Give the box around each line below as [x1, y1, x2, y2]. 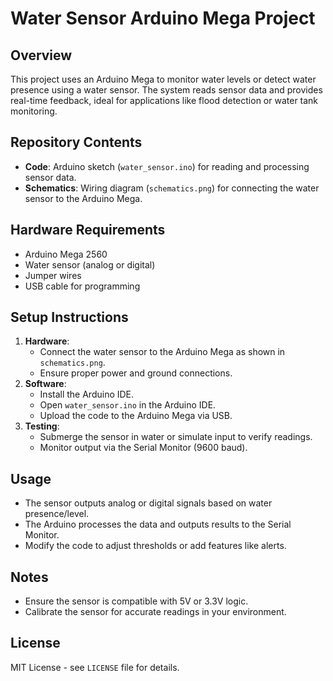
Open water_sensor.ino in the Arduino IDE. [39, 399, 217, 411]
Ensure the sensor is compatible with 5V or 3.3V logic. [24, 595, 249, 607]
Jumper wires [24, 269, 82, 281]
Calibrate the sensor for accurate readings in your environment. [24, 606, 287, 618]
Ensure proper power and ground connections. [39, 367, 233, 379]
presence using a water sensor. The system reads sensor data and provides [10, 84, 323, 96]
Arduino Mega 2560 [24, 248, 108, 260]
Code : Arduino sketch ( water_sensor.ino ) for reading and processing [24, 160, 310, 172]
